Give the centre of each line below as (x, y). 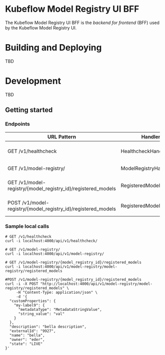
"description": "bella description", (48, 327)
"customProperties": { (33, 301)
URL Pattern (62, 137)
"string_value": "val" (41, 314)
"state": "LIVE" (26, 344)
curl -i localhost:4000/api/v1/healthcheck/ (51, 241)
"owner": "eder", (27, 339)
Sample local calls (27, 227)
